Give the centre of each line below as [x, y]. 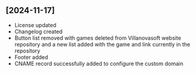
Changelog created [38, 31]
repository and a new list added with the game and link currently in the [102, 44]
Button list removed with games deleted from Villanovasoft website [98, 38]
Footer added [31, 57]
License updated [35, 25]
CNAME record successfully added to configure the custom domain [99, 63]
